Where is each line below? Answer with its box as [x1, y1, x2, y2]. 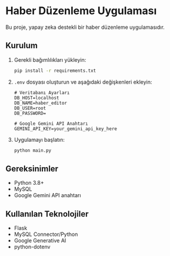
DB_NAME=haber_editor [14, 100, 67, 106]
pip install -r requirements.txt [14, 68, 96, 74]
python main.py [14, 147, 52, 154]
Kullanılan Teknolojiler [5, 209, 89, 219]
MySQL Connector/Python [14, 231, 78, 238]
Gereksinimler [5, 164, 59, 174]
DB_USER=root [14, 105, 46, 111]
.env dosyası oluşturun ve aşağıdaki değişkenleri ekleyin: [14, 78, 152, 85]
